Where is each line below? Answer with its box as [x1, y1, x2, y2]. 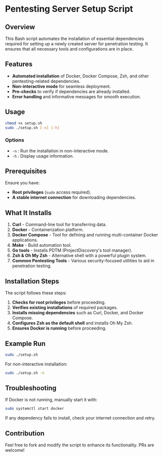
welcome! [5, 447, 25, 453]
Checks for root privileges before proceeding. [12, 299, 106, 305]
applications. [12, 237, 38, 243]
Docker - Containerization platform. [12, 227, 84, 233]
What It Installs [5, 208, 52, 217]
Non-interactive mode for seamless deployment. [12, 83, 111, 89]
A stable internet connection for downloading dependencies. [12, 195, 136, 201]
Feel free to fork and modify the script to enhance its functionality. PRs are [5, 442, 154, 448]
